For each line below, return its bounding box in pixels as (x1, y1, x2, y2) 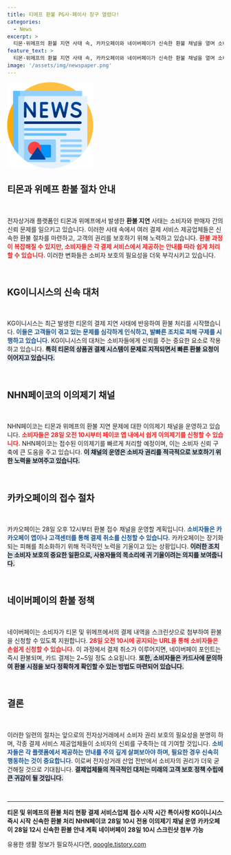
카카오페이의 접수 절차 (7, 492, 95, 504)
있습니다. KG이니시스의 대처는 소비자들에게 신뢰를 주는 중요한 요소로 (25, 336, 208, 344)
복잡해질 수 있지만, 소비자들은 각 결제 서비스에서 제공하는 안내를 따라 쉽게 (14, 242, 208, 251)
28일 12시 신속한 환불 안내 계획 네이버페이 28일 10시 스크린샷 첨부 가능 (14, 825, 204, 834)
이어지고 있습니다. (7, 353, 56, 362)
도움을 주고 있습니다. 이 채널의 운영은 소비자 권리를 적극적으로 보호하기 (27, 448, 214, 456)
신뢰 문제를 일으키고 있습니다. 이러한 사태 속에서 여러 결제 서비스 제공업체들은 (7, 225, 214, 234)
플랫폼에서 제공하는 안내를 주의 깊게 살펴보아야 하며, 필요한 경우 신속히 (32, 748, 219, 756)
